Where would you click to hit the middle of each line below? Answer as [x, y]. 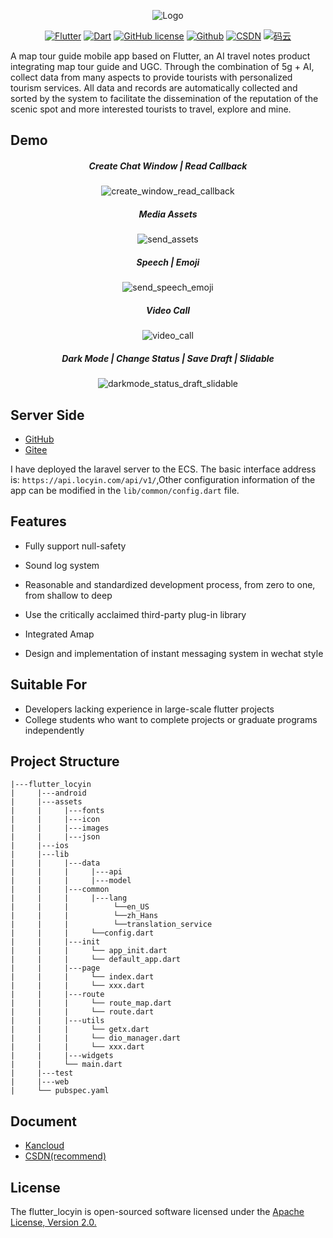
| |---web [40, 1082]
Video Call [168, 310]
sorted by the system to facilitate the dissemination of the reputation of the [164, 98]
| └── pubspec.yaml [60, 1091]
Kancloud [44, 1146]
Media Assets [168, 214]
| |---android [48, 793]
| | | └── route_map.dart [91, 1003]
